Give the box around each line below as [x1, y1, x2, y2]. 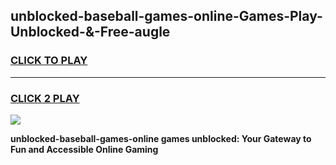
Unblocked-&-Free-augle [10, 24, 171, 41]
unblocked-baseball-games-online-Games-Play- [10, 8, 323, 25]
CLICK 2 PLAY [10, 91, 80, 105]
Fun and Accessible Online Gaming [10, 143, 159, 155]
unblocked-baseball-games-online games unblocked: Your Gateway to [10, 132, 312, 144]
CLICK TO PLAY [10, 54, 88, 68]
